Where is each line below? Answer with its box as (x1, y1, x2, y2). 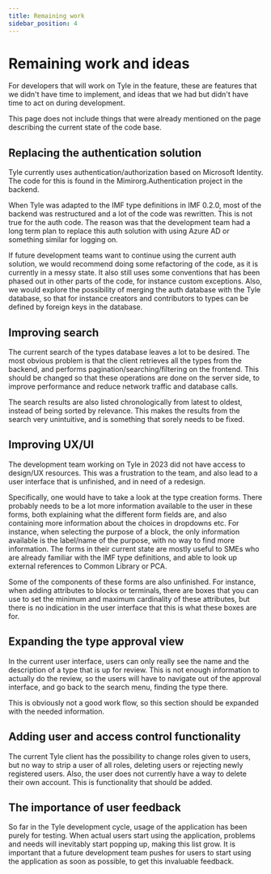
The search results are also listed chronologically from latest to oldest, (8, 398, 243, 407)
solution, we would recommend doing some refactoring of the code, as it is (8, 259, 259, 269)
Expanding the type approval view (8, 635, 184, 649)
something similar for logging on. (8, 235, 119, 245)
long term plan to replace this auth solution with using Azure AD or (8, 226, 231, 236)
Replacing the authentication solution (8, 146, 202, 160)
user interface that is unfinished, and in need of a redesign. (8, 476, 206, 486)
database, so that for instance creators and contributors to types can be (8, 293, 249, 304)
